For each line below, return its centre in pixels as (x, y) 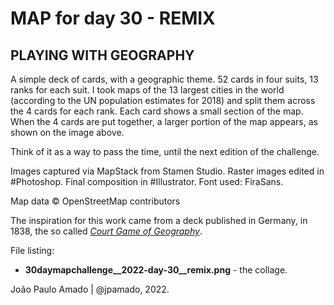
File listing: (32, 250)
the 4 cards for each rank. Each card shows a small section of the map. (157, 111)
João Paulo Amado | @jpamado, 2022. (90, 289)
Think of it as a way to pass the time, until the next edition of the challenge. (165, 151)
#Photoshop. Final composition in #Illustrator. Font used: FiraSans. (147, 181)
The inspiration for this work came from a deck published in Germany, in (159, 220)
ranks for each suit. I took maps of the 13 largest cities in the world (147, 90)
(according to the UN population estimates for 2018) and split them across (163, 100)
